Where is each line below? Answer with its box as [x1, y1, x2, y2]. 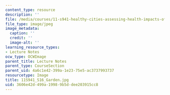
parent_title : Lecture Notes [5, 59, 67, 64]
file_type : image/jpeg [5, 21, 53, 27]
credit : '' [10, 36, 33, 41]
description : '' [5, 12, 39, 17]
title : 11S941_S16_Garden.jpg [5, 77, 69, 82]
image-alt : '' [10, 40, 39, 45]
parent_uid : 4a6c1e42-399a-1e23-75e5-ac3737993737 [5, 68, 114, 73]
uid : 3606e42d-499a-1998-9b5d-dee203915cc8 [5, 82, 99, 87]
